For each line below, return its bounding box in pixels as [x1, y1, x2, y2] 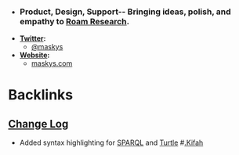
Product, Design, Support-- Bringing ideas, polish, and [19, 6, 231, 17]
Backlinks [8, 86, 74, 104]
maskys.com [31, 59, 73, 68]
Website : [19, 50, 50, 60]
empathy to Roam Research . [19, 16, 130, 27]
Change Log [8, 117, 69, 131]
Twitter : [19, 34, 46, 43]
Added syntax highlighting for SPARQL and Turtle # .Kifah [19, 138, 204, 147]
